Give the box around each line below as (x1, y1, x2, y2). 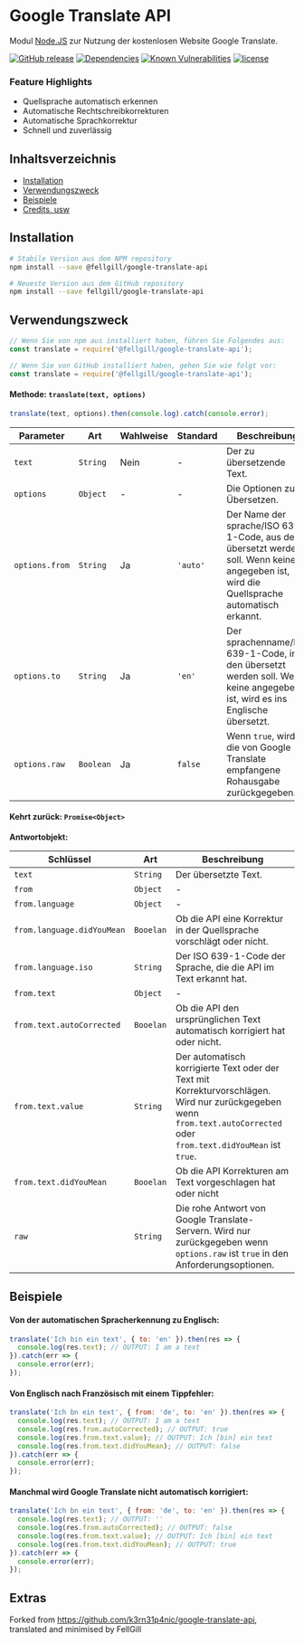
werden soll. (225, 670, 279, 682)
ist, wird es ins (225, 692, 288, 705)
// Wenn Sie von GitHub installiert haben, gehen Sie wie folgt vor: (9, 361, 278, 370)
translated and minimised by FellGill (9, 1624, 142, 1635)
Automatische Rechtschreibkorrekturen (22, 106, 169, 117)
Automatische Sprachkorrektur (22, 115, 138, 127)
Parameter (18, 429, 65, 442)
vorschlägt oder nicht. (175, 935, 269, 947)
